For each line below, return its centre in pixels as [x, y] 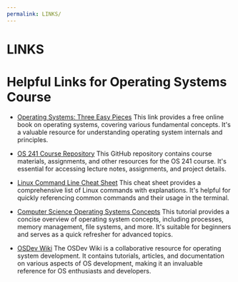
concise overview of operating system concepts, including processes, [120, 219]
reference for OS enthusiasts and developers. [84, 271]
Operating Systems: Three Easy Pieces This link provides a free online [120, 117]
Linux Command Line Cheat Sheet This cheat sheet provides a [109, 182]
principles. [33, 139]
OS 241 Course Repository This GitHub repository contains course [114, 153]
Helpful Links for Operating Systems [117, 82]
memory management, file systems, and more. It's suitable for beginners [124, 226]
